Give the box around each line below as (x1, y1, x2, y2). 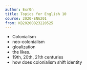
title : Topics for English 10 (5, 12, 67, 16)
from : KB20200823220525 (5, 20, 54, 26)
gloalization (12, 44, 36, 50)
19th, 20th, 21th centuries (12, 54, 64, 60)
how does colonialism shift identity (12, 59, 82, 65)
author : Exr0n (5, 7, 34, 12)
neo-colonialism (12, 39, 45, 45)
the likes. (12, 49, 31, 55)
